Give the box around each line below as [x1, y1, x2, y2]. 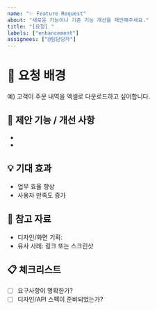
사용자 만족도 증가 [17, 191, 66, 199]
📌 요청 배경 [7, 68, 66, 84]
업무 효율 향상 [17, 182, 55, 191]
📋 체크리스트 [7, 264, 61, 275]
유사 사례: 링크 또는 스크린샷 [17, 241, 94, 250]
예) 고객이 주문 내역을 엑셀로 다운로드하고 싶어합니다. [7, 92, 151, 101]
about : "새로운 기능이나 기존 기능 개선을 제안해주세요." [7, 17, 149, 24]
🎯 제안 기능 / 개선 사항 [7, 114, 95, 126]
